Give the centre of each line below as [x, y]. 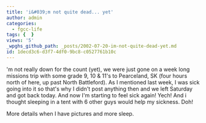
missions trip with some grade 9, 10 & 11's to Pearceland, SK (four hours [97, 76]
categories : [21, 23]
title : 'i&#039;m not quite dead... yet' [60, 12]
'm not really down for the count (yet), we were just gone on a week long [98, 69]
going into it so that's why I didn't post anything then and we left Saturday [100, 89]
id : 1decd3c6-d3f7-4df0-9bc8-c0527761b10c [61, 52]
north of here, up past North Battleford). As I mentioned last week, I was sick [103, 82]
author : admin [25, 18]
